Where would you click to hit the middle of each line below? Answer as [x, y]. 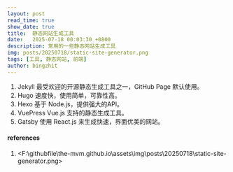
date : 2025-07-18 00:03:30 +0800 [59, 40]
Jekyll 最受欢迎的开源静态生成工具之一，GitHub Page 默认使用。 [110, 86]
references [24, 138]
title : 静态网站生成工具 [41, 33]
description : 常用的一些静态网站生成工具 [62, 46]
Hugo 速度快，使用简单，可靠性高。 [69, 95]
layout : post [26, 14]
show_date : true [31, 27]
